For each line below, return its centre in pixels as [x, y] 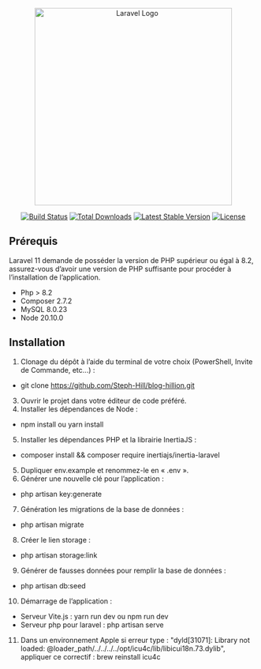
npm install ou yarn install [62, 424]
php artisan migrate [52, 524]
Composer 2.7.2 [46, 301]
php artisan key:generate [61, 494]
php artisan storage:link [59, 555]
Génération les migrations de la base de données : [102, 509]
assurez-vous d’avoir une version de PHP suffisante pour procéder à [120, 269]
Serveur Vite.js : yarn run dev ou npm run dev [94, 616]
